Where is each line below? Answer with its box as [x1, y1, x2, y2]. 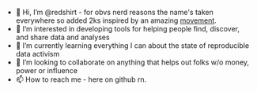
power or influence [15, 66, 77, 75]
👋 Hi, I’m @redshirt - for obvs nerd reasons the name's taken [15, 8, 214, 17]
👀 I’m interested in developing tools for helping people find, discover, [15, 24, 240, 33]
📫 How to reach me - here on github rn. [15, 75, 147, 84]
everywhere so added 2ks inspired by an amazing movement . [15, 16, 217, 25]
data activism [15, 50, 60, 58]
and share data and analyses [15, 32, 110, 42]
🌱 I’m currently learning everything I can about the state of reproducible [15, 41, 250, 50]
